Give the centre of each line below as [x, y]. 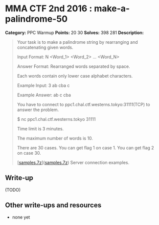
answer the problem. [38, 110]
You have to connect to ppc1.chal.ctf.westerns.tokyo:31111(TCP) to [83, 104]
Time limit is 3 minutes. [40, 129]
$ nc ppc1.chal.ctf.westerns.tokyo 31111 [56, 119]
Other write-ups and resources [53, 205]
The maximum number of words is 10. [55, 138]
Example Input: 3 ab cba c [43, 85]
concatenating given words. [45, 47]
